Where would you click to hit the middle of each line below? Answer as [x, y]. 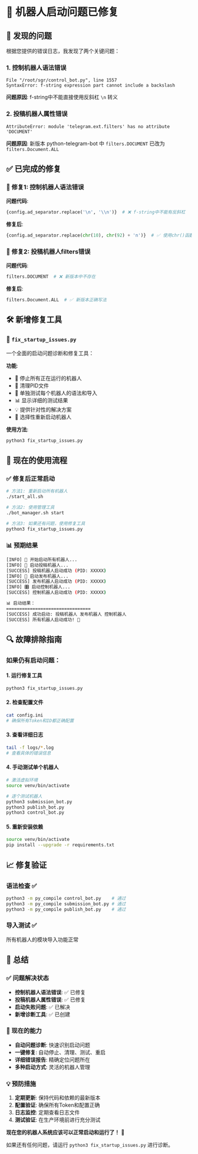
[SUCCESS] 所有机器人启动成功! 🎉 [43, 620]
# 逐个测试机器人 [24, 796]
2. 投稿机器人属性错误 [37, 114]
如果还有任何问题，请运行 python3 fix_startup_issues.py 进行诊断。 [90, 1145]
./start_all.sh [25, 497]
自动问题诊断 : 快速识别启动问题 [52, 1045]
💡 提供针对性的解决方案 [43, 409]
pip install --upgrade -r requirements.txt [60, 845]
